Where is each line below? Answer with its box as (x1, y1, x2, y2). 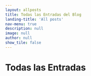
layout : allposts (5, 7, 41, 13)
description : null (5, 26, 43, 31)
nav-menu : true (5, 21, 37, 27)
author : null (5, 36, 32, 41)
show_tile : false (5, 40, 41, 45)
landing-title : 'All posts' (5, 17, 64, 22)
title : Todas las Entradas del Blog (5, 12, 81, 17)
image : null (5, 31, 30, 36)
